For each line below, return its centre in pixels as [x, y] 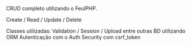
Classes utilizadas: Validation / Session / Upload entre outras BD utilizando [96, 31]
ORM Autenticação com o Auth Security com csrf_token [73, 37]
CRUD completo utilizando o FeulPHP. [52, 8]
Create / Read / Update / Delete [44, 20]
